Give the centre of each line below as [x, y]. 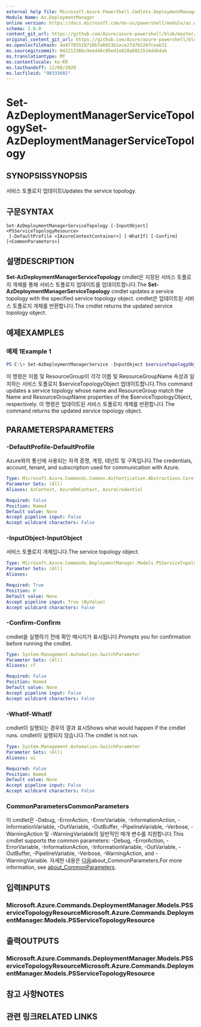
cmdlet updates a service [143, 291]
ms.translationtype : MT [36, 56]
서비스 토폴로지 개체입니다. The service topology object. [73, 552]
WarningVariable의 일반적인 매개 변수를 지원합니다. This [118, 834]
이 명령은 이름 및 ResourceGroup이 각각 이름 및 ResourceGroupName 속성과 [97, 377]
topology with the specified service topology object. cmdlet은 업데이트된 [95, 298]
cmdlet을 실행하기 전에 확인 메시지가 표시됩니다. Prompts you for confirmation [99, 637]
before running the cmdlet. [39, 643]
